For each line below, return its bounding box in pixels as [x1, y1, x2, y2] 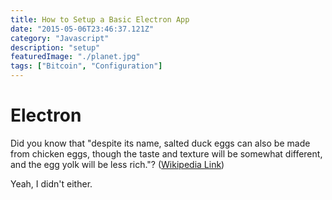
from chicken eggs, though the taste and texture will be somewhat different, [10, 147, 323, 160]
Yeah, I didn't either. [10, 177, 93, 190]
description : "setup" [10, 42, 101, 53]
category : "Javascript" [10, 33, 110, 43]
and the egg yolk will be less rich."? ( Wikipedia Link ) [10, 158, 225, 170]
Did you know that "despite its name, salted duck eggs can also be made [10, 137, 311, 149]
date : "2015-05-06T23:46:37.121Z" [10, 24, 155, 34]
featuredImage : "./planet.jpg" [10, 52, 141, 62]
